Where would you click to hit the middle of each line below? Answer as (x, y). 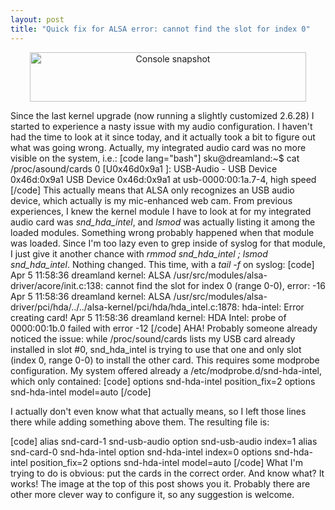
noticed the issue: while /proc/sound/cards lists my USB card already (153, 338)
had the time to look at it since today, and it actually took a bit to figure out (163, 137)
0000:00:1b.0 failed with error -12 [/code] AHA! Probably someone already (164, 328)
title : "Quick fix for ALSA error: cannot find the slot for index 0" (160, 29)
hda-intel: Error (273, 307)
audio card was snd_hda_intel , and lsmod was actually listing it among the (163, 222)
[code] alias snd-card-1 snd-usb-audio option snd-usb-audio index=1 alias (164, 441)
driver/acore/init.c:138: (57, 285)
